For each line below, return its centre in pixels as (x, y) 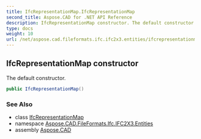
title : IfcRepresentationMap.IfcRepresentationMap (71, 12)
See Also (19, 104)
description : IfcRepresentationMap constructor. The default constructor (100, 23)
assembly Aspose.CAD (43, 129)
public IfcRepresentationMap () (45, 89)
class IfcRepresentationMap (49, 117)
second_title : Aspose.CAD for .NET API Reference (69, 17)
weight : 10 (20, 34)
